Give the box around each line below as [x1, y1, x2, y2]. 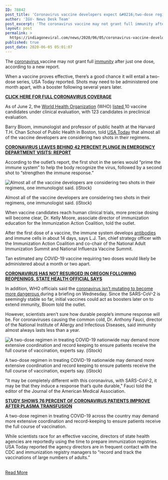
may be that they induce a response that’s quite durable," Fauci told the [5, 382, 152, 388]
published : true [5, 40, 39, 45]
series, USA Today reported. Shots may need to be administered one [16, 79, 158, 85]
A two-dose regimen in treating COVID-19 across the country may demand [5, 412, 159, 418]
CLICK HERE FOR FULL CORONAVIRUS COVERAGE [5, 94, 112, 100]
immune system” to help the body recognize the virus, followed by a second [5, 164, 162, 170]
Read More [5, 469, 28, 475]
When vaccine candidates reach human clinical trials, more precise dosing [5, 209, 158, 215]
